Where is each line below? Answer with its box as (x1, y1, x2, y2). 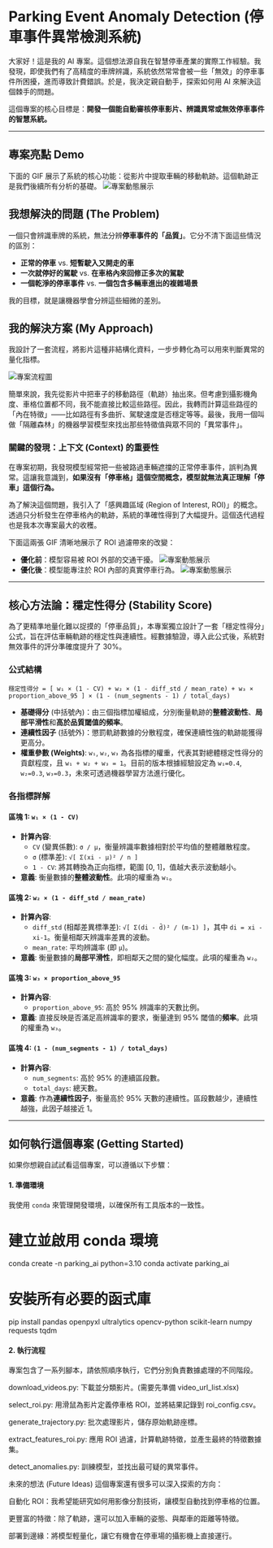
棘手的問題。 (15, 86, 58, 96)
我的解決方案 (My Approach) (8, 321, 154, 335)
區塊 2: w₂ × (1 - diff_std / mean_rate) (8, 892, 146, 902)
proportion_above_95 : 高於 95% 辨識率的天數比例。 (32, 1002, 205, 1012)
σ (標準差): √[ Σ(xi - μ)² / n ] (32, 851, 138, 862)
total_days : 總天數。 (32, 1083, 102, 1093)
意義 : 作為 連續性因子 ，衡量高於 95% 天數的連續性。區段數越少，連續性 (19, 1093, 258, 1102)
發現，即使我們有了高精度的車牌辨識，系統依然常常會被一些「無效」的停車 (8, 66, 258, 76)
